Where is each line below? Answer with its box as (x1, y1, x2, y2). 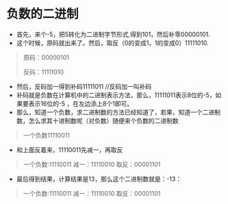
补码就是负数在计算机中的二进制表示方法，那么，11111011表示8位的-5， (16, 90, 216, 99)
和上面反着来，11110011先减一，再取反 (16, 145, 123, 154)
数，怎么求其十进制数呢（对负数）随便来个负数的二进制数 (16, 116, 179, 125)
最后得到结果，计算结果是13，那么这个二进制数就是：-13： (16, 175, 182, 183)
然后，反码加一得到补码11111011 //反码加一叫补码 (16, 82, 152, 90)
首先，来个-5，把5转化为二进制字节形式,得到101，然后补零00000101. (16, 30, 210, 38)
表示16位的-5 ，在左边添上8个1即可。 (28, 99, 134, 107)
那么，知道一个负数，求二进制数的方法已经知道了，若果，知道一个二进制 (16, 107, 220, 116)
